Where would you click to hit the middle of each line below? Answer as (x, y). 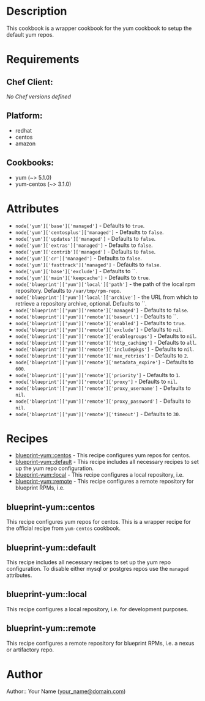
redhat (24, 130)
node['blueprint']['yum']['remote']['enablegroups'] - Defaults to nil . (106, 336)
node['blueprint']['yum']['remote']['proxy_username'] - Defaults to (103, 388)
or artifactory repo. (30, 650)
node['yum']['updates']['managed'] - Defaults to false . (85, 238)
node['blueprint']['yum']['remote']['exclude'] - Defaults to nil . (99, 329)
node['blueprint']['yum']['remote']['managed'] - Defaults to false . (102, 310)
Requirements (43, 60)
